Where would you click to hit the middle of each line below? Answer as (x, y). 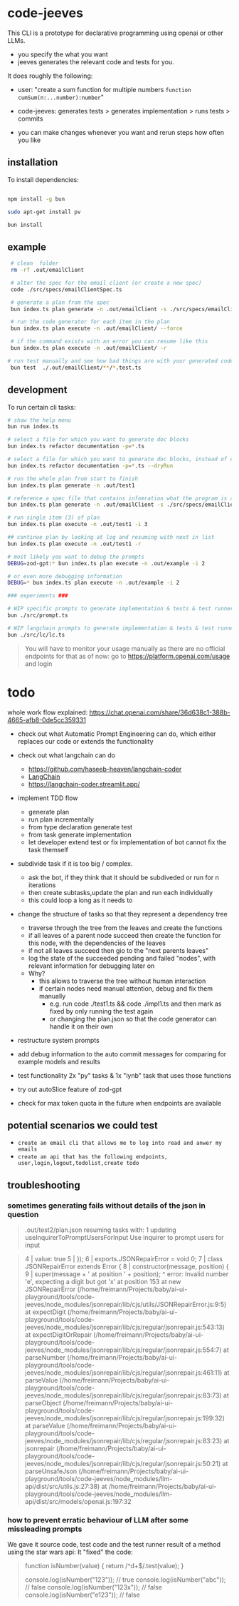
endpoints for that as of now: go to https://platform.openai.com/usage (127, 656)
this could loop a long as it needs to (80, 900)
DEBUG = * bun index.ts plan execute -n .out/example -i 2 (94, 583)
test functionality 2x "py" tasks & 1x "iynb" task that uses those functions (124, 1075)
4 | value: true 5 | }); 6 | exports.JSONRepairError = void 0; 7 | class (123, 1259)
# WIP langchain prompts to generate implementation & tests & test (111, 628)
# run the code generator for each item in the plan (90, 322)
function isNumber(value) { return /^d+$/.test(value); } (104, 1566)
